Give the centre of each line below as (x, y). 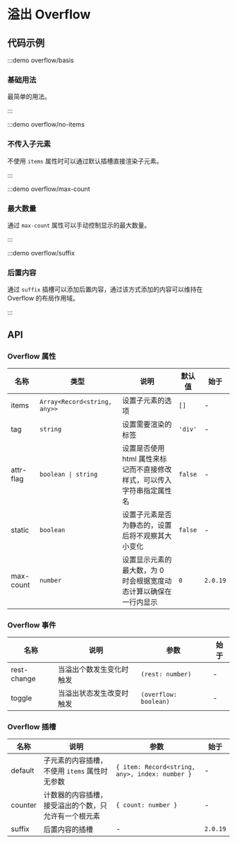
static (20, 530)
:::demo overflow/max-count (49, 189)
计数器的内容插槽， (75, 795)
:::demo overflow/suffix (41, 253)
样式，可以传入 (147, 480)
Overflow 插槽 (32, 727)
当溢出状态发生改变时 (93, 693)
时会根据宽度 (144, 581)
